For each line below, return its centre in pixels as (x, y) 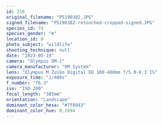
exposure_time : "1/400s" (37, 77)
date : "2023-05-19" (30, 56)
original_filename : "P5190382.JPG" (50, 17)
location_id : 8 (25, 39)
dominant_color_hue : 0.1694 (41, 111)
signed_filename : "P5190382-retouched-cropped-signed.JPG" (81, 22)
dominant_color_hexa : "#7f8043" (46, 105)
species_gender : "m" (32, 34)
